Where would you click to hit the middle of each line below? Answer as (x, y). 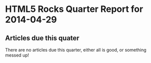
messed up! (17, 55)
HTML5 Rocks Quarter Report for (74, 9)
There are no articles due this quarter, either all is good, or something (76, 50)
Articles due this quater (42, 38)
